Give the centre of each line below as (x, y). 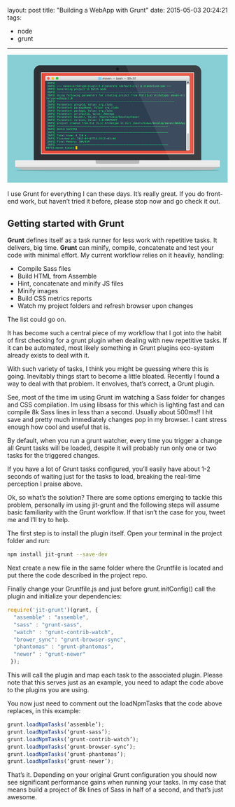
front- (215, 194)
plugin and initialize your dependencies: (65, 596)
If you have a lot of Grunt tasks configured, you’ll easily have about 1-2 (109, 469)
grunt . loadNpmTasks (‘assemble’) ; (56, 724)
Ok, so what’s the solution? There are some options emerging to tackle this (115, 498)
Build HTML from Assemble (57, 276)
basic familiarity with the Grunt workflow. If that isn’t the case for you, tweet (116, 512)
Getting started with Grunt (66, 223)
